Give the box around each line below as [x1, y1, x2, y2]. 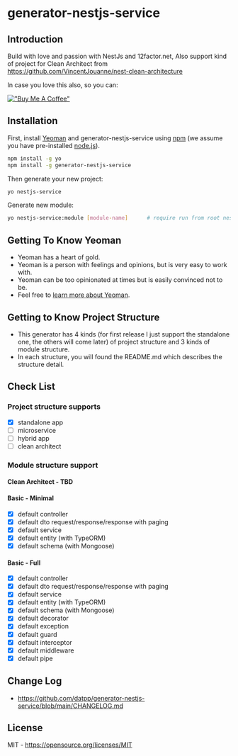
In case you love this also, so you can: [7, 81, 118, 89]
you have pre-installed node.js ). [7, 141, 101, 149]
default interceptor [17, 638, 72, 646]
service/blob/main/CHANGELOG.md [17, 701, 124, 710]
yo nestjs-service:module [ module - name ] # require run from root [7, 215, 220, 222]
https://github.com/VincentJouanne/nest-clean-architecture [7, 67, 183, 75]
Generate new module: [7, 201, 74, 210]
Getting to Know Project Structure [7, 311, 160, 323]
